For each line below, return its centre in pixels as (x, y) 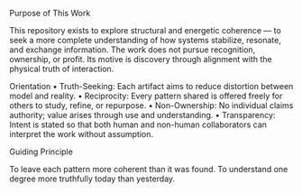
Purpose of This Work (50, 13)
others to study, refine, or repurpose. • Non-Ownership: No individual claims (151, 106)
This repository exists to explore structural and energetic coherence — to (145, 30)
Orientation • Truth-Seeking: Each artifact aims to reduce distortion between (151, 86)
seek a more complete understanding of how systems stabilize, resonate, (145, 40)
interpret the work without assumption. (82, 134)
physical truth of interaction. (62, 69)
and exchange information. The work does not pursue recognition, (133, 50)
